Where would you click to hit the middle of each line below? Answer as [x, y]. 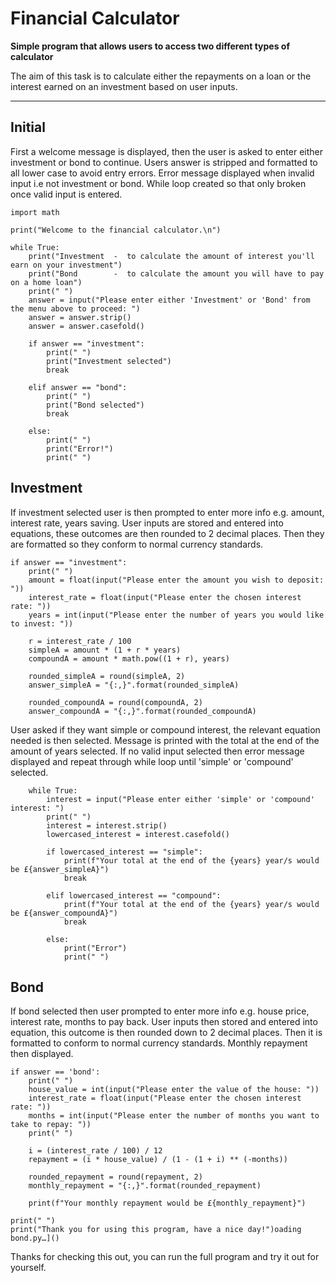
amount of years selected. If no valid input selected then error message [157, 751]
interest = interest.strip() [107, 825]
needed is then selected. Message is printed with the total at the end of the [165, 740]
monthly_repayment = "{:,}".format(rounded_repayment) [145, 1186]
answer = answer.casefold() [86, 326]
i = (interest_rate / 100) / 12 [95, 1151]
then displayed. [42, 1054]
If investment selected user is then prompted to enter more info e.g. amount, [167, 512]
